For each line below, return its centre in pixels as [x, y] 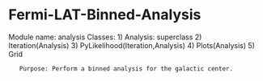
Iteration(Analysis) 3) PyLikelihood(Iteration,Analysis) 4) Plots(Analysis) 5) [131, 45]
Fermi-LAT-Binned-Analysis [105, 15]
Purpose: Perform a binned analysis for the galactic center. [126, 69]
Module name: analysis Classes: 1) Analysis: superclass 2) [105, 37]
